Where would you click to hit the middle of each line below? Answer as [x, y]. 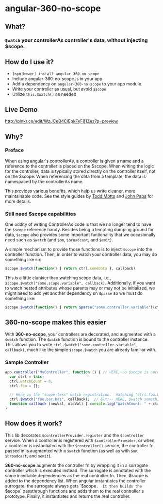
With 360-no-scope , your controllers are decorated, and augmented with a [81, 334]
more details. [18, 201]
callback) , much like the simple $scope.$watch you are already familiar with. [81, 350]
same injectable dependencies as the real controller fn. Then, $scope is [77, 475]
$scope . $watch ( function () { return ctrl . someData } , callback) [70, 269]
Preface [15, 150]
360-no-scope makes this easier [56, 323]
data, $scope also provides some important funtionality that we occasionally [81, 235]
